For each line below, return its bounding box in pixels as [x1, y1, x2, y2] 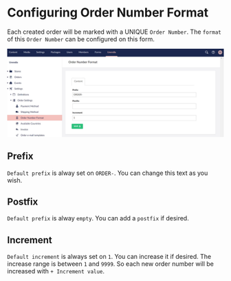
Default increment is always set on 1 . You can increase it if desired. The [7, 253, 212, 261]
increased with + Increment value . [7, 267, 105, 275]
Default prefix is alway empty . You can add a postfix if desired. [7, 214, 189, 222]
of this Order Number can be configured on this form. [7, 34, 155, 43]
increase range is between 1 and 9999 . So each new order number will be [7, 260, 214, 268]
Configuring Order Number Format [7, 5, 209, 21]
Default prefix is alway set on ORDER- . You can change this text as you [7, 169, 208, 177]
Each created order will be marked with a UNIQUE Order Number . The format [7, 28, 221, 36]
